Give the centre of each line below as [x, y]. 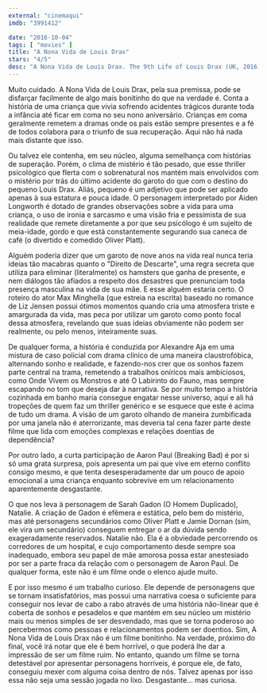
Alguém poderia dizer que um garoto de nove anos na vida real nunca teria [131, 255]
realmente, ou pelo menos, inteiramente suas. [83, 331]
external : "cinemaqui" [46, 15]
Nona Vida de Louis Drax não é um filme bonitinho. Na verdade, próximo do [132, 637]
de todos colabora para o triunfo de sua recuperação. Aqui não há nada [126, 131]
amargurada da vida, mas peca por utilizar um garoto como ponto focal [125, 314]
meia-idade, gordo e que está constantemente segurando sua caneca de [128, 231]
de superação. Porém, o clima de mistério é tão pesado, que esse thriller [127, 164]
